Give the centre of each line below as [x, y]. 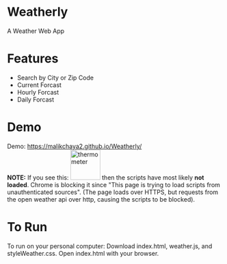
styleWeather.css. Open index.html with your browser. [83, 253]
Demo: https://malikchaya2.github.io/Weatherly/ [75, 146]
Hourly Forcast [38, 92]
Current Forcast [39, 85]
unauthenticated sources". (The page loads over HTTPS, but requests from [113, 192]
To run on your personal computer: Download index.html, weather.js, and [110, 246]
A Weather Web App [36, 31]
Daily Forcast [36, 99]
